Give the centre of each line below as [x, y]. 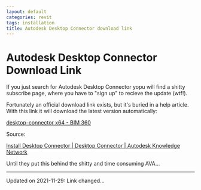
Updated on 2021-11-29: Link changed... [55, 181]
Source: [16, 134]
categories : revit [29, 17]
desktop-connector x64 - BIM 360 [49, 123]
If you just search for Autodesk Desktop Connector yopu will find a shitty [96, 87]
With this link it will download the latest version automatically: [82, 111]
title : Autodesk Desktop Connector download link [69, 28]
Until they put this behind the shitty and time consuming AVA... [83, 164]
